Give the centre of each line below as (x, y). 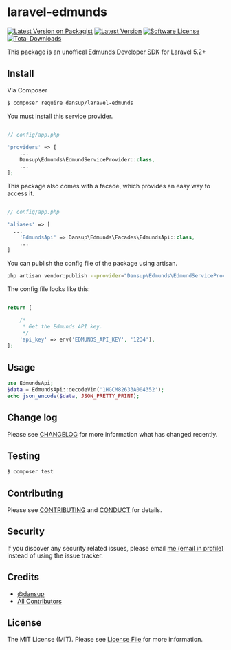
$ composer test (30, 472)
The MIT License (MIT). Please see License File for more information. (105, 640)
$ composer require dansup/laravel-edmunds (70, 103)
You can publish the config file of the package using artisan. (92, 264)
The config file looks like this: (49, 289)
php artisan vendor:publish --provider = (66, 276)
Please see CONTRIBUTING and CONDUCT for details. (85, 510)
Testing (24, 456)
